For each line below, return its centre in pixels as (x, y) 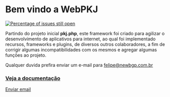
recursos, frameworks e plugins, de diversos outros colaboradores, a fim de (85, 44)
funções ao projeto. (26, 55)
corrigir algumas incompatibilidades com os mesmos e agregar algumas (81, 50)
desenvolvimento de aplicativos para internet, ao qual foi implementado (80, 39)
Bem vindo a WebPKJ (52, 9)
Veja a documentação (33, 78)
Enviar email (18, 89)
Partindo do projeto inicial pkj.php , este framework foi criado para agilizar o (85, 33)
